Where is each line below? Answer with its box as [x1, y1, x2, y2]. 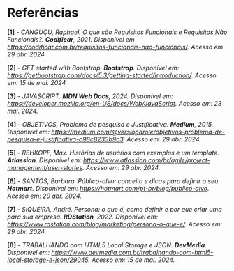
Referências [7, 5, 79, 21]
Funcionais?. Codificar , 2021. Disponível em [7, 35, 135, 43]
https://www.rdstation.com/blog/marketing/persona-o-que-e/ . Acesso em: [7, 219, 223, 228]
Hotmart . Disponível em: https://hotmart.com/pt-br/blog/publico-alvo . [7, 184, 210, 192]
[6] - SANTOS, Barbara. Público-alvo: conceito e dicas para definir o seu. [7, 176, 220, 185]
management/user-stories [7, 163, 83, 171]
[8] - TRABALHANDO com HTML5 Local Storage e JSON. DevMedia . [7, 240, 207, 249]
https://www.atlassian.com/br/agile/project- [82, 155, 211, 164]
